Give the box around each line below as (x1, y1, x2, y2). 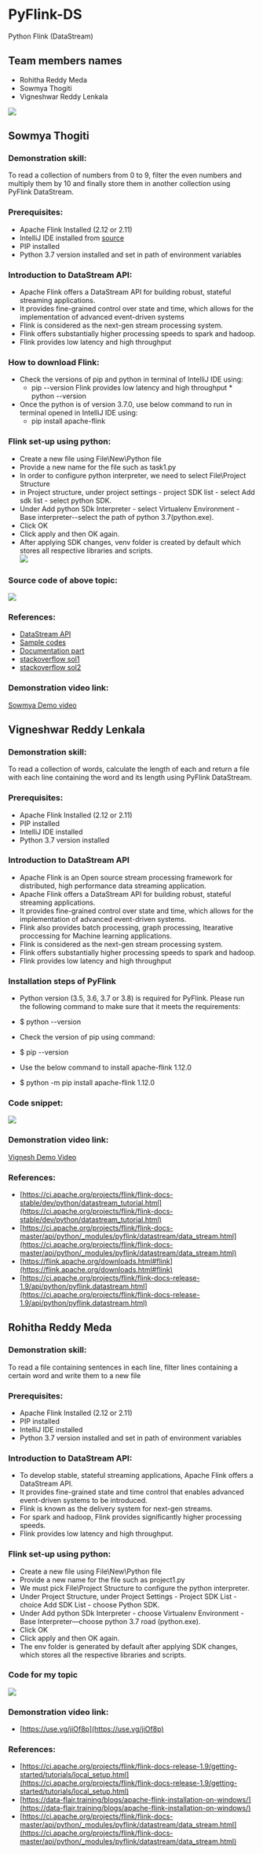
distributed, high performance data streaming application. (19, 881, 206, 890)
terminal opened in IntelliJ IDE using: (19, 408, 138, 418)
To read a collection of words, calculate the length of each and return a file (8, 764, 250, 774)
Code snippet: (8, 1098, 64, 1109)
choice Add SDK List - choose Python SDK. (19, 1600, 160, 1609)
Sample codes (19, 638, 67, 647)
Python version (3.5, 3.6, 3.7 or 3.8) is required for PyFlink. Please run (19, 993, 245, 1003)
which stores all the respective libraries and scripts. (19, 1650, 187, 1659)
